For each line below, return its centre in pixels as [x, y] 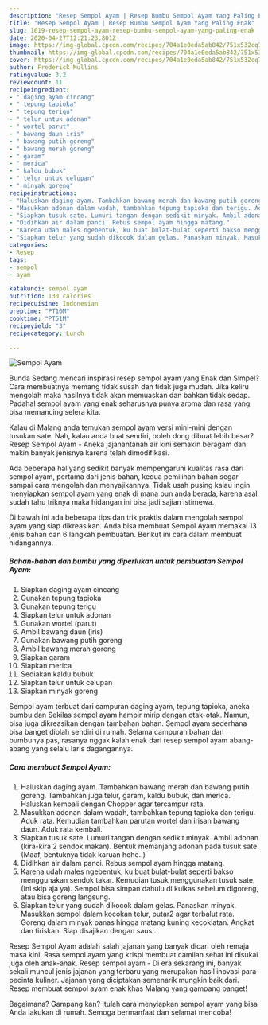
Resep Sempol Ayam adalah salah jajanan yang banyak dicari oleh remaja [129, 946]
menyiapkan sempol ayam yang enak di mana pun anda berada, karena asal [133, 493]
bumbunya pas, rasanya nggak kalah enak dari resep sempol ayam [118, 740]
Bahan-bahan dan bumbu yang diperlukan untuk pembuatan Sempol [126, 561]
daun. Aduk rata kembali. [61, 829]
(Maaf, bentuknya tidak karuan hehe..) [83, 855]
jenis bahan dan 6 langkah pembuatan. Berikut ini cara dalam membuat [125, 535]
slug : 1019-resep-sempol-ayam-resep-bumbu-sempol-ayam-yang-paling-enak [132, 30]
